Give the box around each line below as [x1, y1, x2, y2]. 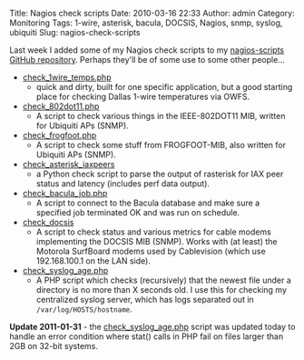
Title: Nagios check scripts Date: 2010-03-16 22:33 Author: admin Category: [9, 8, 295, 18]
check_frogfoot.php [22, 130, 97, 140]
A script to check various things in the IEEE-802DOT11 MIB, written [35, 111, 286, 121]
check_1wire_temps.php [22, 72, 112, 83]
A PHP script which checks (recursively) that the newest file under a [35, 275, 292, 285]
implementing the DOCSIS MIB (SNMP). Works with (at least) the [35, 236, 278, 246]
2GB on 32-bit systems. [9, 341, 98, 351]
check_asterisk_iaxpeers [22, 159, 115, 169]
